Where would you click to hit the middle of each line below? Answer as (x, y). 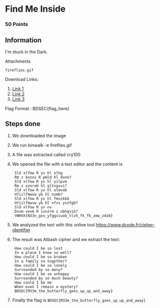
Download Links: (22, 79)
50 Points (17, 24)
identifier (21, 230)
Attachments (18, 61)
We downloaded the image (39, 136)
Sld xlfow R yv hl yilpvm (41, 182)
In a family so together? (41, 261)
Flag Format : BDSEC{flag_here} (37, 108)
